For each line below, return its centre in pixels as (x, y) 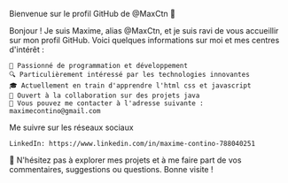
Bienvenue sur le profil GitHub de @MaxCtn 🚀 (92, 14)
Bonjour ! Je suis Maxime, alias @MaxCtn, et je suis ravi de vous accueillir (144, 30)
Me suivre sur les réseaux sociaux (72, 127)
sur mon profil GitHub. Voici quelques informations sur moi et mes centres (144, 40)
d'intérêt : (27, 50)
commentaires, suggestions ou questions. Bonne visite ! (111, 169)
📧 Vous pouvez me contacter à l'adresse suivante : (106, 103)
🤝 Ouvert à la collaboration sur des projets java (105, 95)
